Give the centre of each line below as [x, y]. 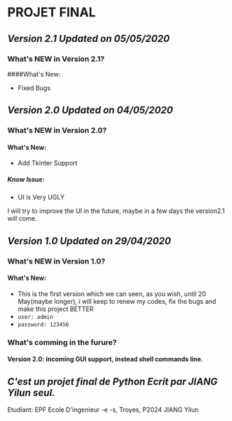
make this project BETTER [56, 309]
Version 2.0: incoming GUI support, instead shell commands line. [105, 359]
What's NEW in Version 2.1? [56, 59]
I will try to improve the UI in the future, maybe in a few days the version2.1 [116, 211]
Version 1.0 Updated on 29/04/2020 [89, 241]
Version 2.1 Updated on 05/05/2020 [89, 39]
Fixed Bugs [34, 88]
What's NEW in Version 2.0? [57, 131]
